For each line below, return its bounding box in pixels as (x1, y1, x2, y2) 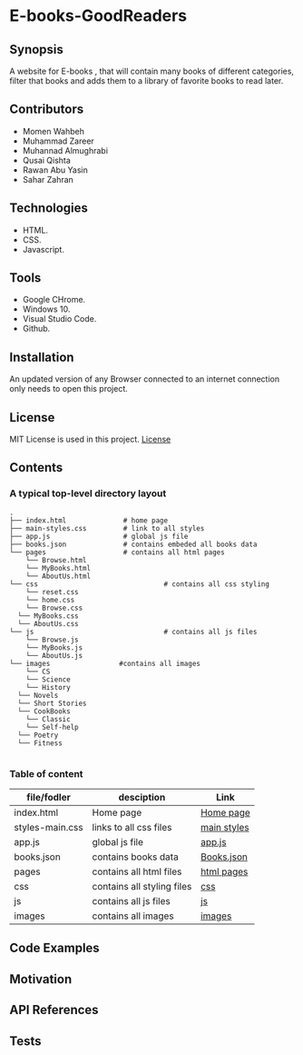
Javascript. (22, 244, 65, 254)
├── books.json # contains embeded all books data (9, 540, 258, 549)
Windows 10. (22, 304, 71, 314)
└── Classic (25, 714, 71, 723)
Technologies (9, 201, 89, 216)
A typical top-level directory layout (9, 487, 167, 500)
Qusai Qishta (22, 154, 71, 165)
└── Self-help (25, 722, 79, 732)
